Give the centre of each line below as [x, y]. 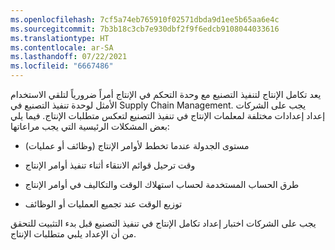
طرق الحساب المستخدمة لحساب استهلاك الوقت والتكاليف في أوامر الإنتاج [162, 184]
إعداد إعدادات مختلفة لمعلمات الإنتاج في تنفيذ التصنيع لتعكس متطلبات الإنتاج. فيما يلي [168, 115]
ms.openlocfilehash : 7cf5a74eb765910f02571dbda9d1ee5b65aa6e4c [145, 19]
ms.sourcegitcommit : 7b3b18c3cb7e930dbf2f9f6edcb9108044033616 [145, 29]
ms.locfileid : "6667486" [62, 66]
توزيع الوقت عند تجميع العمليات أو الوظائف [103, 204]
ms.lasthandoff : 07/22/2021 [69, 57]
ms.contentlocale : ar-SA [62, 47]
